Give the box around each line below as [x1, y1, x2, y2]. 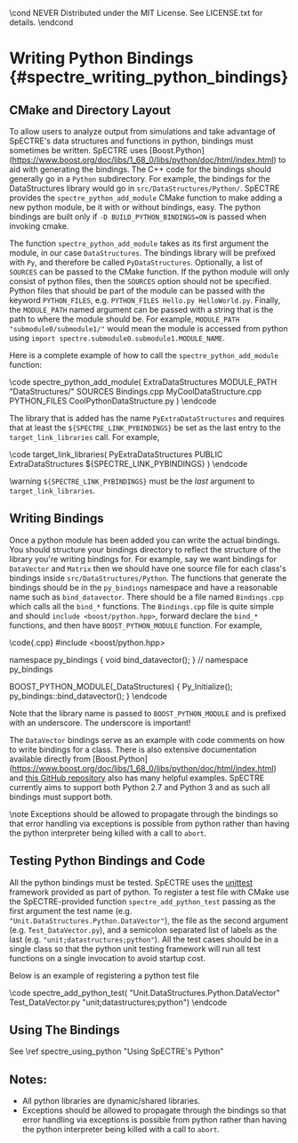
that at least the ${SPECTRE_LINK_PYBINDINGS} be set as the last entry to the [9, 422, 282, 433]
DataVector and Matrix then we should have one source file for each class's [9, 563, 286, 574]
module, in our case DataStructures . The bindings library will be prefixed [9, 248, 276, 257]
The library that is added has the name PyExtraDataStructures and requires [9, 413, 285, 423]
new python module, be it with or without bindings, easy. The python [9, 202, 261, 212]
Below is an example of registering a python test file [9, 970, 200, 981]
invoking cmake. [9, 221, 69, 231]
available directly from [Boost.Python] [9, 753, 149, 764]
